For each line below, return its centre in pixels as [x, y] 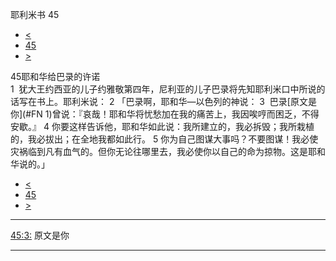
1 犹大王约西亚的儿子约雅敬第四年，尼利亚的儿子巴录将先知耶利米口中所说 [163, 89]
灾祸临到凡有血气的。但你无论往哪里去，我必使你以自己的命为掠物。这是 [159, 151]
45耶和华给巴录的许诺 [55, 76]
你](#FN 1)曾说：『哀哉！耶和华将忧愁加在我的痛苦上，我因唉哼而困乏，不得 [165, 114]
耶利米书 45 [35, 14]
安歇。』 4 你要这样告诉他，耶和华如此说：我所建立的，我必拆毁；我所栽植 [162, 126]
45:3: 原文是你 [40, 235]
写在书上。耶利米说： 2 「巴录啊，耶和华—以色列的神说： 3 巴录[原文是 [167, 101]
